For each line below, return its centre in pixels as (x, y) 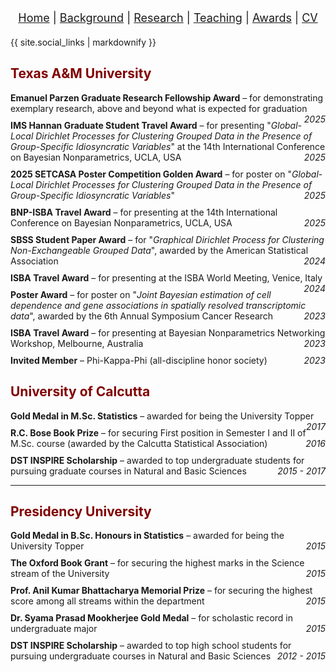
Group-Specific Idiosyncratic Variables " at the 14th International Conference (168, 146)
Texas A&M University (81, 73)
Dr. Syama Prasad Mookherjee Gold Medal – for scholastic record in (152, 618)
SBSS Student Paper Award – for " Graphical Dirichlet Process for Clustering (167, 239)
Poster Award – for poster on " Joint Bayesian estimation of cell (141, 294)
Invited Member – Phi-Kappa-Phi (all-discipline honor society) (139, 360)
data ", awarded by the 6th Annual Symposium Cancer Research (142, 316)
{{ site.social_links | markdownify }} (83, 42)
